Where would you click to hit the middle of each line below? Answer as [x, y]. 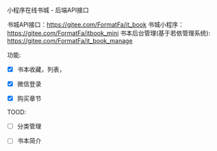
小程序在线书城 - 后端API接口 [48, 10]
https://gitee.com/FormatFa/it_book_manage [70, 41]
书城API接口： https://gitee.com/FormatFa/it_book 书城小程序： [96, 25]
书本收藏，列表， [41, 69]
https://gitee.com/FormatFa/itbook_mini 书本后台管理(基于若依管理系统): [109, 33]
